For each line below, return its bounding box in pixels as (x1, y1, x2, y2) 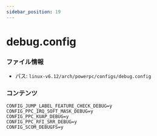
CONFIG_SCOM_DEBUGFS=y (6, 125, 64, 131)
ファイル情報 (6, 57, 44, 66)
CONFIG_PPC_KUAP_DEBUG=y (6, 114, 69, 120)
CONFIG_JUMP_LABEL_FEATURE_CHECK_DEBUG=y (6, 103, 113, 109)
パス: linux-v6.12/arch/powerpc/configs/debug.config (15, 73, 152, 80)
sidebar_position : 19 (6, 8, 61, 15)
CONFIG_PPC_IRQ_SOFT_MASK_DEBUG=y (6, 108, 94, 115)
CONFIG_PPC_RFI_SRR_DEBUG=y (6, 119, 78, 125)
